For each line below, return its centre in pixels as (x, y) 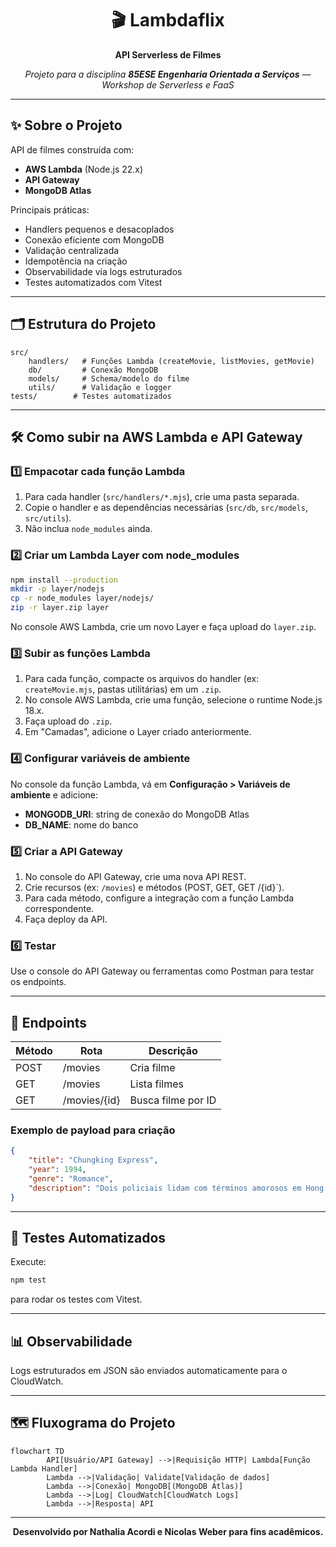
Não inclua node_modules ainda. (88, 529)
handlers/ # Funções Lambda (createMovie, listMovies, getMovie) (171, 361)
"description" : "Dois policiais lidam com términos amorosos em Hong (176, 1188)
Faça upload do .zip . (68, 721)
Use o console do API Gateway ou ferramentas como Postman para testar (162, 971)
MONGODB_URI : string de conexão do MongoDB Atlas (137, 814)
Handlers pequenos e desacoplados (99, 229)
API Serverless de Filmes (168, 54)
